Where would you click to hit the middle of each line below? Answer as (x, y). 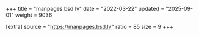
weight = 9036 (34, 15)
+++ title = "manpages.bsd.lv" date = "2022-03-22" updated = (85, 9)
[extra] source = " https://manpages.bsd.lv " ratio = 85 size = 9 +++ (89, 27)
